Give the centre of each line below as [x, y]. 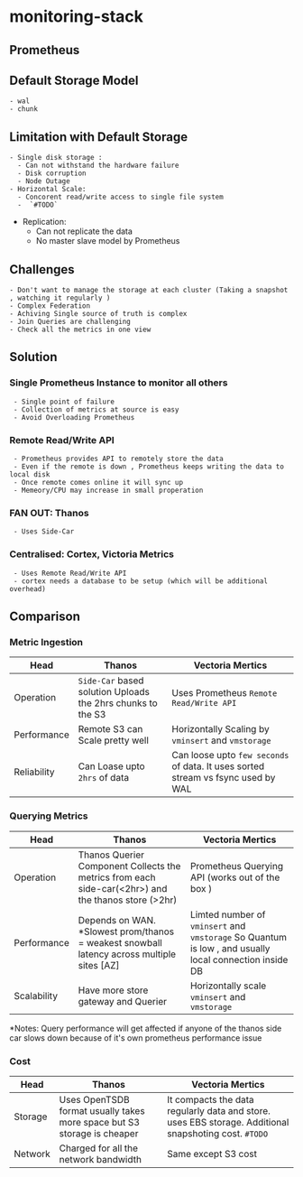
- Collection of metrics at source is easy [96, 409]
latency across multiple [127, 954]
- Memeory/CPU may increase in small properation [108, 490]
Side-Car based [111, 681]
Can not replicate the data [84, 231]
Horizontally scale [228, 986]
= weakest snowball [120, 942]
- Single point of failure [64, 402]
